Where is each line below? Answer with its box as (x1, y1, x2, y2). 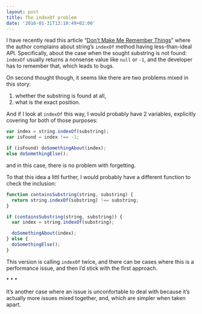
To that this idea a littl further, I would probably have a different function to (6, 173, 191, 180)
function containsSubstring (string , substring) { (6, 191, 134, 197)
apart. (6, 301, 21, 308)
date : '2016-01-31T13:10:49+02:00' (6, 20, 96, 26)
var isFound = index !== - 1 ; (6, 134, 80, 140)
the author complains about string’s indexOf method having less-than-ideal (6, 43, 192, 50)
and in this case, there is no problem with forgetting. (6, 162, 136, 169)
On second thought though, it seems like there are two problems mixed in (6, 74, 189, 82)
